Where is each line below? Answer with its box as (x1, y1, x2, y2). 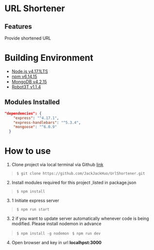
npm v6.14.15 (11, 74, 37, 79)
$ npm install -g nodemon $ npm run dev (16, 231, 101, 236)
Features (4, 22, 32, 31)
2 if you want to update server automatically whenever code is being (11, 215, 149, 222)
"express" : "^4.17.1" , (13, 115, 59, 120)
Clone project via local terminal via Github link (11, 162, 103, 168)
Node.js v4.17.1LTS (11, 68, 48, 74)
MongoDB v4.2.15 (11, 78, 47, 84)
